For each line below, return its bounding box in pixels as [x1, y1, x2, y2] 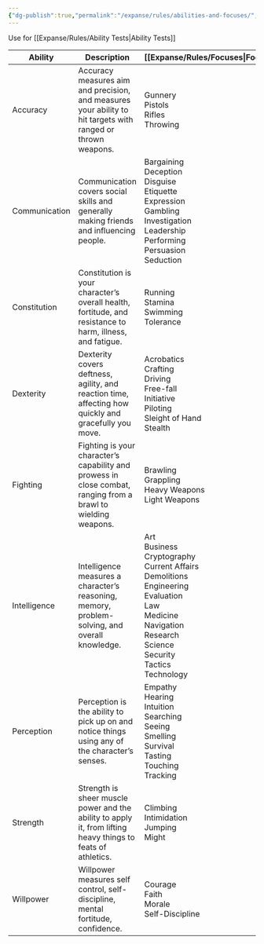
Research [144, 629, 179, 640]
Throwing [144, 119, 180, 130]
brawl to [78, 499, 108, 510]
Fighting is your [78, 440, 136, 451]
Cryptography [144, 551, 196, 562]
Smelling [144, 730, 177, 741]
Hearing [144, 691, 174, 702]
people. [78, 235, 106, 246]
